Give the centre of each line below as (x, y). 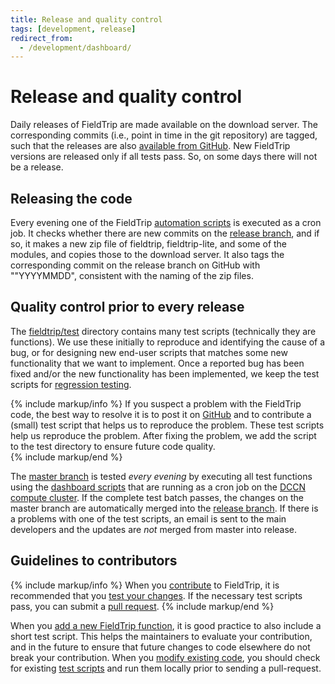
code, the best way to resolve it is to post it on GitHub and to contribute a (161, 414)
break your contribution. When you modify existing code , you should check (165, 657)
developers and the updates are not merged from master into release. (154, 529)
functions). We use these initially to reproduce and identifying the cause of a (168, 342)
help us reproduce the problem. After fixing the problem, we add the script (163, 435)
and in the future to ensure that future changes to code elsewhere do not (160, 647)
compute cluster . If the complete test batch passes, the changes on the (157, 497)
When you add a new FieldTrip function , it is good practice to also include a (166, 625)
